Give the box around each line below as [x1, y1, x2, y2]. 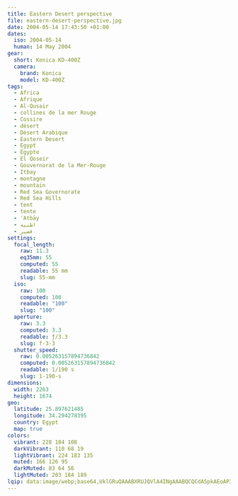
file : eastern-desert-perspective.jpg [7, 17, 122, 24]
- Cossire [13, 115, 42, 123]
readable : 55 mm [20, 267, 69, 274]
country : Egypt [13, 419, 59, 426]
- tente [13, 208, 37, 215]
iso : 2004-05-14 [13, 37, 62, 44]
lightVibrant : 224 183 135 [13, 451, 93, 459]
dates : [7, 30, 27, 38]
